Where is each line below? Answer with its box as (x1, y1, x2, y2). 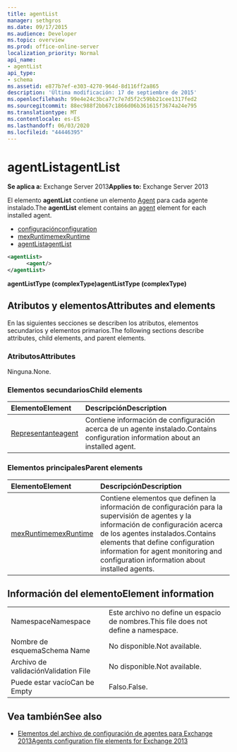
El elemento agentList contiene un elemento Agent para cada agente (7, 196, 208, 205)
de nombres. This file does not (109, 616, 208, 626)
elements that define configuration (99, 537, 215, 547)
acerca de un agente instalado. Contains (85, 424, 217, 434)
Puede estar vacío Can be (11, 678, 95, 688)
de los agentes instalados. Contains (99, 528, 217, 538)
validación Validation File (11, 666, 91, 676)
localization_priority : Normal (7, 50, 99, 57)
